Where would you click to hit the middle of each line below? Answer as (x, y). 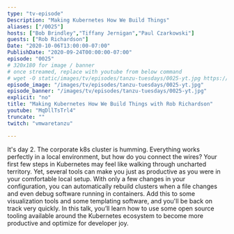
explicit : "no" (29, 98)
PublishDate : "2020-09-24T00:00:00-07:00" (70, 53)
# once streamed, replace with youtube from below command (95, 72)
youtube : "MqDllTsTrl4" (42, 110)
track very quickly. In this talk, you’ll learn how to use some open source (111, 208)
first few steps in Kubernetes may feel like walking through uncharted (107, 164)
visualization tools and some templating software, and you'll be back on (110, 201)
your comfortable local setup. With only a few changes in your (96, 178)
